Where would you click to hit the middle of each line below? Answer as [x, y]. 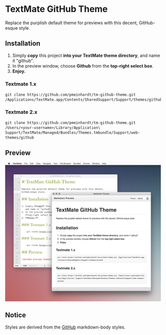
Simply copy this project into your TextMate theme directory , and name [86, 55]
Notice [16, 315]
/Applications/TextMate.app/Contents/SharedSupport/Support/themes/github [84, 100]
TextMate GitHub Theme [56, 9]
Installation [23, 44]
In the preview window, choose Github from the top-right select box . [83, 66]
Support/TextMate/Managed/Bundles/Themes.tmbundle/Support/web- [73, 133]
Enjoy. [19, 71]
